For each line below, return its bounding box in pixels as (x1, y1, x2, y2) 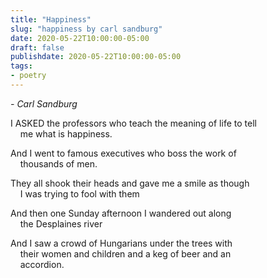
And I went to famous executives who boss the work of (10, 147, 237, 159)
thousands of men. (19, 157, 98, 170)
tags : (10, 61, 33, 71)
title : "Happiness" (10, 14, 92, 25)
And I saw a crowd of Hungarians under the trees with (10, 237, 233, 249)
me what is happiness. (19, 127, 113, 140)
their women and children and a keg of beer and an (19, 247, 232, 260)
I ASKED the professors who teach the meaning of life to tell (10, 117, 257, 129)
